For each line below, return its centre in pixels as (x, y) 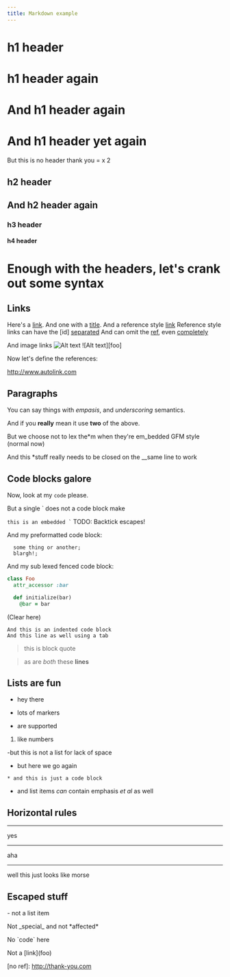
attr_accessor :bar (41, 585)
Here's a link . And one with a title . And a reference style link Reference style (114, 325)
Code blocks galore (49, 479)
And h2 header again (52, 205)
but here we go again (47, 766)
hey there (30, 700)
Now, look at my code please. (48, 495)
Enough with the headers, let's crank (114, 269)
